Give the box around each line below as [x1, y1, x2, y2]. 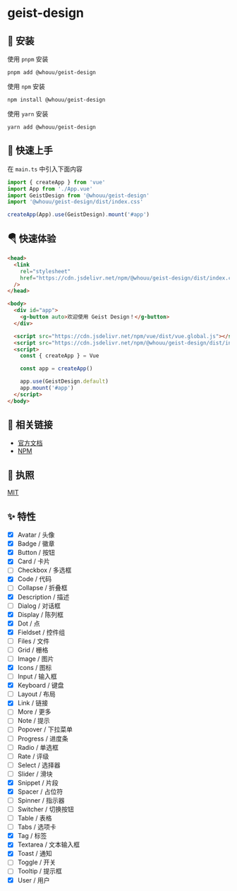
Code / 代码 [17, 575, 52, 583]
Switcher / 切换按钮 [17, 805, 74, 813]
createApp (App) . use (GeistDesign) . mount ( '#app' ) [7, 211, 150, 218]
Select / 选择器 [17, 760, 61, 769]
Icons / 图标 [17, 664, 52, 671]
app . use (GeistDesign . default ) [20, 378, 109, 385]
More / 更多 [17, 707, 51, 716]
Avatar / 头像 [17, 531, 55, 539]
